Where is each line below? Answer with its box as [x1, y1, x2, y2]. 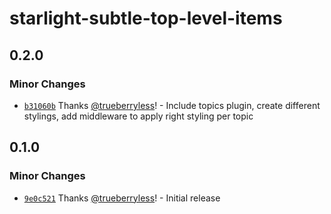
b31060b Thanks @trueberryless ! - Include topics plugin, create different [23, 99, 321, 111]
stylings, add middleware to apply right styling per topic [23, 110, 254, 122]
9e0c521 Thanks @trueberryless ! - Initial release [23, 192, 221, 204]
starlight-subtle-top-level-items [9, 7, 283, 30]
